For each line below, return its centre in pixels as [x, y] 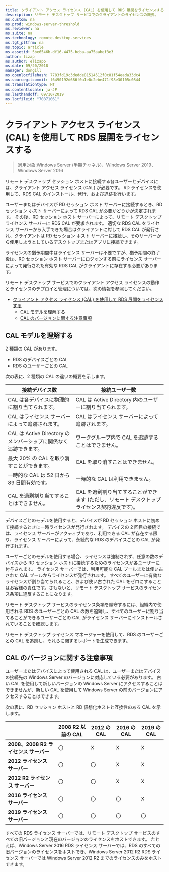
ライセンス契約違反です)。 [107, 507]
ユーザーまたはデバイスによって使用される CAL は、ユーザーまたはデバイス [83, 671]
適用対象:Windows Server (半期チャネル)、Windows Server [79, 165]
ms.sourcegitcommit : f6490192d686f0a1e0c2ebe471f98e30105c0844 [73, 80]
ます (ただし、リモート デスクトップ [118, 500]
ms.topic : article [24, 47]
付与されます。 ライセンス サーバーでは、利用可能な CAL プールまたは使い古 [84, 569]
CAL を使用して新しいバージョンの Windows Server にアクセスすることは [87, 683]
